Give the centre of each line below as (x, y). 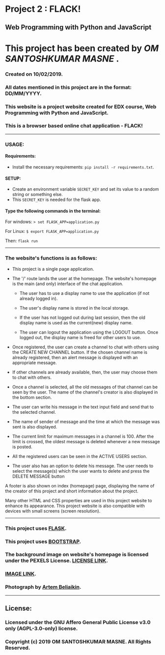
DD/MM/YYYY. (23, 93)
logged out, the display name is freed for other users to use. (80, 337)
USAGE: (15, 144)
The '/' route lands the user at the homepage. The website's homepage (84, 278)
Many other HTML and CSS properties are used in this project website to (79, 500)
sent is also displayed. (35, 427)
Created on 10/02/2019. (34, 74)
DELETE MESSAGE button (38, 476)
